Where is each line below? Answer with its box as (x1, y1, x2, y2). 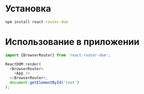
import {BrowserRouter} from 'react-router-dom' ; (5, 53, 111, 58)
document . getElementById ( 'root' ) (9, 80, 79, 85)
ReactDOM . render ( (5, 62, 41, 67)
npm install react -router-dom (5, 19, 68, 24)
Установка (5, 3, 51, 14)
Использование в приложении (5, 36, 139, 47)
